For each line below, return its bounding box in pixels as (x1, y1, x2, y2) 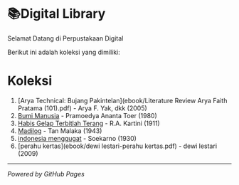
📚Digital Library (7, 6, 106, 22)
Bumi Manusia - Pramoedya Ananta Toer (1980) (17, 111, 158, 120)
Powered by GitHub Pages (7, 169, 85, 178)
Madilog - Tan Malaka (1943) (17, 126, 102, 135)
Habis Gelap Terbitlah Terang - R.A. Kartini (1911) (17, 119, 160, 127)
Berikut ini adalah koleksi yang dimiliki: (7, 48, 121, 56)
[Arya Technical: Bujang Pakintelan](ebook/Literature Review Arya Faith (17, 96, 228, 105)
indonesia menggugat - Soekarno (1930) (17, 134, 137, 142)
